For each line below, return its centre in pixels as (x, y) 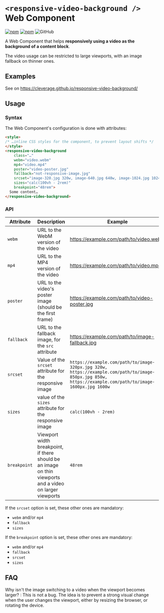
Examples (20, 77)
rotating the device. (25, 605)
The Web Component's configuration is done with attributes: (66, 128)
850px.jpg (81, 377)
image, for (49, 340)
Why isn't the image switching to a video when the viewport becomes (75, 589)
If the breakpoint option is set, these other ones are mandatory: (69, 537)
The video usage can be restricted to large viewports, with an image (74, 56)
